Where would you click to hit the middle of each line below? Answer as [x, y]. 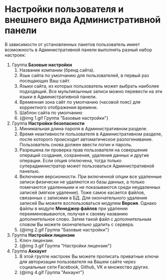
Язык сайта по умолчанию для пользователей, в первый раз [84, 75]
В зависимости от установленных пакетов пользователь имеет [72, 44]
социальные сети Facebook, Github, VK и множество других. [84, 267]
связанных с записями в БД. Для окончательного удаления [83, 198]
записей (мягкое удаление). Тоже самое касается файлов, [82, 192]
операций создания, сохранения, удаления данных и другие [84, 155]
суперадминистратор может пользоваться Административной [87, 166]
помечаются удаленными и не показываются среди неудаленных [90, 187]
